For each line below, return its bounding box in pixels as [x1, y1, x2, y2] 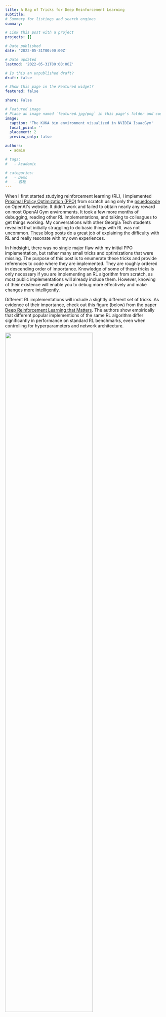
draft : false [5, 75, 32, 80]
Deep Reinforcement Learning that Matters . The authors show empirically [5, 307, 155, 313]
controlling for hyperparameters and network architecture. [5, 323, 124, 329]
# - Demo [5, 175, 28, 180]
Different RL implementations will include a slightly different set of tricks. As [5, 297, 159, 303]
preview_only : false [9, 134, 52, 139]
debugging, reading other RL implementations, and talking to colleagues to [5, 214, 157, 220]
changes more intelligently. [5, 287, 60, 293]
